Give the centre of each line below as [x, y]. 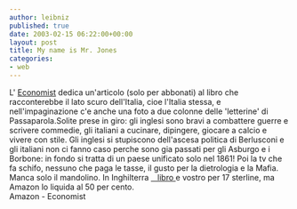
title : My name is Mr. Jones [63, 51]
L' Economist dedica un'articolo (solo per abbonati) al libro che [124, 92]
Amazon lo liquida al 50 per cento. [72, 187]
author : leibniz [39, 17]
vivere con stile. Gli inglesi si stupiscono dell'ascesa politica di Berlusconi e [147, 140]
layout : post [33, 42]
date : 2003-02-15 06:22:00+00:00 [71, 34]
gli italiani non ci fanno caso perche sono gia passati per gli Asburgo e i [140, 149]
